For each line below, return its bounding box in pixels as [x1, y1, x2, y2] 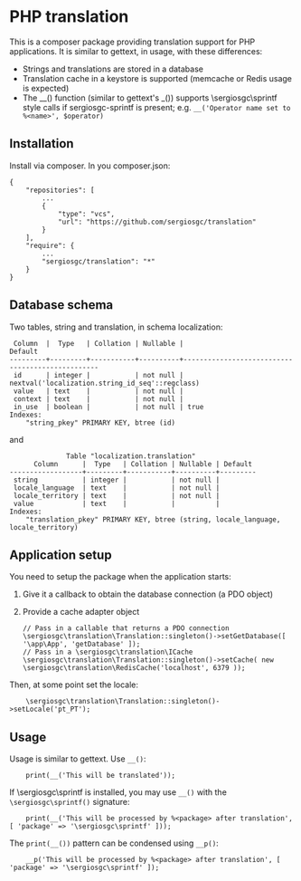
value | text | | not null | [13, 387, 183, 396]
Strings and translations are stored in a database [22, 63, 203, 74]
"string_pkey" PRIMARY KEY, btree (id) [25, 418, 176, 427]
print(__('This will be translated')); [25, 771, 176, 780]
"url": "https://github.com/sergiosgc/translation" [57, 217, 257, 226]
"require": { [25, 241, 75, 250]
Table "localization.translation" [66, 451, 196, 461]
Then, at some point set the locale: [9, 679, 138, 690]
